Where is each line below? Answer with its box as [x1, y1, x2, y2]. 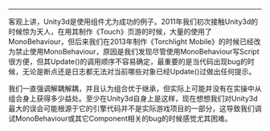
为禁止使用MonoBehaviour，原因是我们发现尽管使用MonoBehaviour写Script [8, 47, 260, 56]
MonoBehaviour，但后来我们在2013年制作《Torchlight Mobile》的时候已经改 [8, 37, 261, 46]
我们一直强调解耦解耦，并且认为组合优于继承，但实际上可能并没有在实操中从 [8, 84, 262, 93]
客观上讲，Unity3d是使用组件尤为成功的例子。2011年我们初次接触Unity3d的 [8, 17, 259, 26]
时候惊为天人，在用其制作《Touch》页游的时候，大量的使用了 [8, 27, 212, 36]
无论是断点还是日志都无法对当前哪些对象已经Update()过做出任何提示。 [22, 67, 256, 76]
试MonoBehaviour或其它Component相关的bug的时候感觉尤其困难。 [8, 113, 232, 123]
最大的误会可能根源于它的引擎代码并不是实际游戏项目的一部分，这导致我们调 [8, 104, 262, 113]
